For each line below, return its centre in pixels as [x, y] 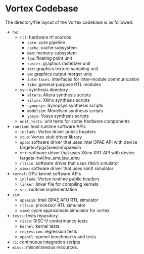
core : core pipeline [46, 42]
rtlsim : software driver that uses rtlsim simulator [70, 163]
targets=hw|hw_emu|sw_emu [50, 158]
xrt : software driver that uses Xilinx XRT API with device [77, 152]
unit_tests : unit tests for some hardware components [75, 121]
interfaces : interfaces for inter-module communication [83, 79]
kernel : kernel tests [40, 226]
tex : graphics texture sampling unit [63, 68]
